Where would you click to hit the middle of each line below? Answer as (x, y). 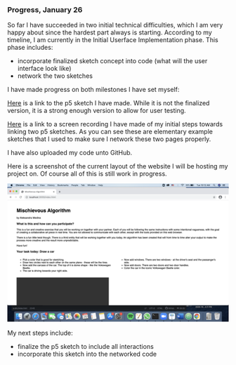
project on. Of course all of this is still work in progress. (87, 174)
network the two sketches (55, 76)
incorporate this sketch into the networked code (87, 354)
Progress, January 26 (45, 10)
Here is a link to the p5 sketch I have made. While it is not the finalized (109, 103)
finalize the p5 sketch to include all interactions (86, 347)
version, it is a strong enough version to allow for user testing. (97, 111)
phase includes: (30, 48)
